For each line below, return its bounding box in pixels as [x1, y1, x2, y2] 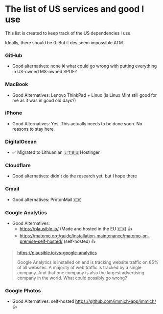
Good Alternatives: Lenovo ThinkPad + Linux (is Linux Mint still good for [12, 92, 157, 98]
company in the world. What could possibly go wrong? [17, 275, 127, 281]
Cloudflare [5, 162, 31, 169]
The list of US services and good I [5, 3, 144, 15]
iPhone [5, 110, 23, 116]
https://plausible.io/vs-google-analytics [17, 250, 97, 256]
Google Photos [5, 287, 41, 294]
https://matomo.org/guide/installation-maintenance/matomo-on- [19, 233, 150, 239]
